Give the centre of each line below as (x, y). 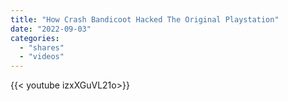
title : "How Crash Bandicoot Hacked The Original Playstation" (145, 19)
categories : (35, 38)
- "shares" (42, 47)
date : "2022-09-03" (51, 29)
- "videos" (42, 57)
